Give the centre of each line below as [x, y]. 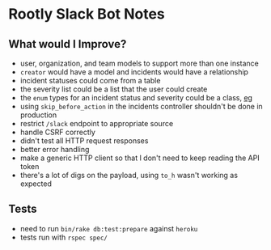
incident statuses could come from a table [90, 81]
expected [36, 184]
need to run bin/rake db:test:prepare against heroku [109, 228]
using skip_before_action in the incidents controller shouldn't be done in [141, 106]
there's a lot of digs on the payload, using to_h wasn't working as [129, 175]
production [38, 115]
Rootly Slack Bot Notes [87, 14]
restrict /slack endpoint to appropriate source [97, 123]
